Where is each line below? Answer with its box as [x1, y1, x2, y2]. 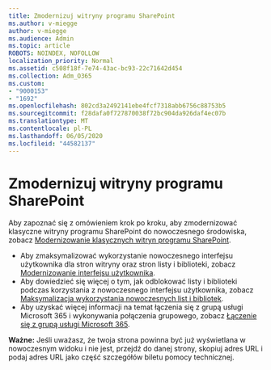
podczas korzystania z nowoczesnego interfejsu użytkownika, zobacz [19, 285, 254, 295]
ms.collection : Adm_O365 [8, 72, 92, 80]
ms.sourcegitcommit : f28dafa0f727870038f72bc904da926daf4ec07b [8, 110, 227, 118]
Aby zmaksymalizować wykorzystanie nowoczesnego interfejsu [19, 251, 233, 261]
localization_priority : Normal [8, 57, 114, 65]
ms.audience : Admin [8, 34, 74, 43]
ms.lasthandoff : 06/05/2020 [8, 132, 104, 140]
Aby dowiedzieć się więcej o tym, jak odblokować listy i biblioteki [19, 276, 238, 287]
